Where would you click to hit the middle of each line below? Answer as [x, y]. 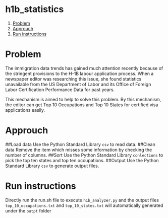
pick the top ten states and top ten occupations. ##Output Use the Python [82, 160]
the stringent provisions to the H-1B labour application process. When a [79, 74]
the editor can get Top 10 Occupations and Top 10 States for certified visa [82, 105]
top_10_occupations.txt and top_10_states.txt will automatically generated [84, 205]
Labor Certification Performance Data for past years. [60, 90]
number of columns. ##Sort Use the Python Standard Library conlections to [84, 155]
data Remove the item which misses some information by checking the [79, 150]
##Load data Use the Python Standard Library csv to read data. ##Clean [80, 144]
